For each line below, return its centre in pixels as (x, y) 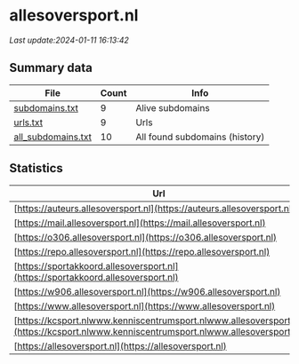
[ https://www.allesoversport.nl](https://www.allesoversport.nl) (145, 305)
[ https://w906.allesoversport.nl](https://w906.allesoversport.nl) (147, 291)
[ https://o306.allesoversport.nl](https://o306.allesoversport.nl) (145, 237)
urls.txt (28, 123)
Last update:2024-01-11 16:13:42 (69, 40)
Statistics (36, 168)
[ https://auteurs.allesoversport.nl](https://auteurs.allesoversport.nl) (154, 208)
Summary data (51, 68)
